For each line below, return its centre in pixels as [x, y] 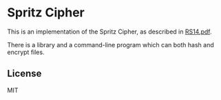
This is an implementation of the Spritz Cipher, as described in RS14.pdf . [109, 32]
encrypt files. [26, 52]
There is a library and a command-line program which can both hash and [111, 45]
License [24, 74]
